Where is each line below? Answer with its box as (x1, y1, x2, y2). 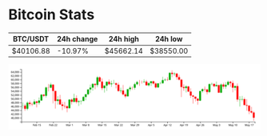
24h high (108, 34, 140, 44)
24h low (154, 34, 183, 44)
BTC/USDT (13, 34, 50, 44)
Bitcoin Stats (8, 6, 95, 24)
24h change (57, 34, 98, 44)
